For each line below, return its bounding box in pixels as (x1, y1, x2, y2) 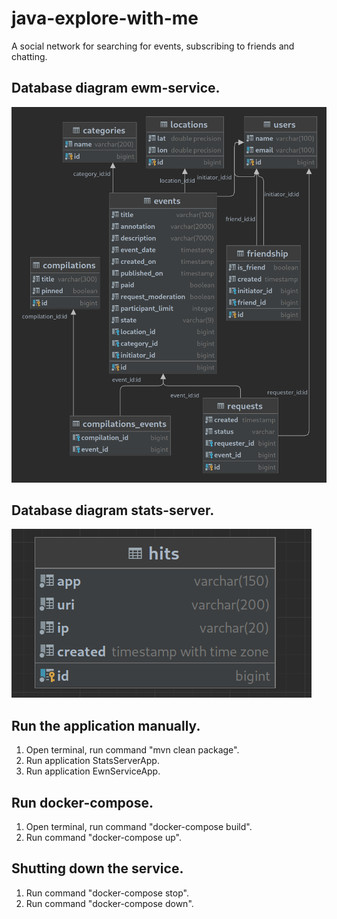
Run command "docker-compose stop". (25, 887, 189, 899)
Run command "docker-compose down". (25, 897, 194, 909)
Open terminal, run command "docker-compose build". (25, 820, 253, 832)
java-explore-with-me (11, 7, 199, 30)
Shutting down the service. (11, 860, 184, 877)
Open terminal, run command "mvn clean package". (25, 744, 240, 756)
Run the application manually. (11, 717, 201, 734)
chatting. (11, 50, 48, 62)
